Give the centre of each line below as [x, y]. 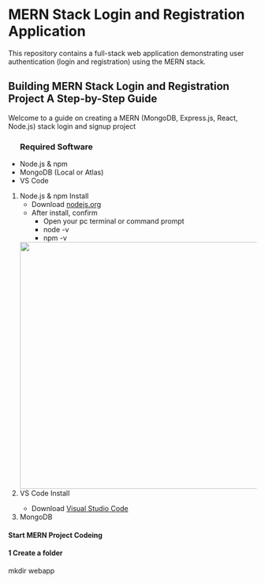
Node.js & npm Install [54, 196]
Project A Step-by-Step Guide [83, 99]
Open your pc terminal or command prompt [114, 221]
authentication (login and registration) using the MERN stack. [107, 62]
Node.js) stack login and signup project [72, 126]
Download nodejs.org [66, 205]
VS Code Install [45, 493]
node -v [56, 230]
